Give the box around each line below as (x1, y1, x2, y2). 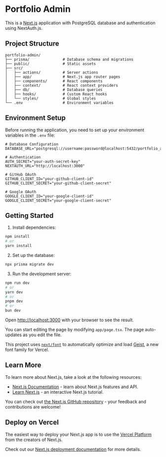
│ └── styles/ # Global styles (5, 96, 96, 101)
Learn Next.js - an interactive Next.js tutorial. (12, 389, 104, 395)
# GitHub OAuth (5, 172, 37, 177)
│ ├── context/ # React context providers (5, 83, 119, 88)
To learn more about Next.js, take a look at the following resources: (5, 374, 142, 380)
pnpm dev (5, 299, 23, 304)
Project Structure (5, 40, 59, 48)
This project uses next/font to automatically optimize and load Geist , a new (5, 342, 159, 347)
